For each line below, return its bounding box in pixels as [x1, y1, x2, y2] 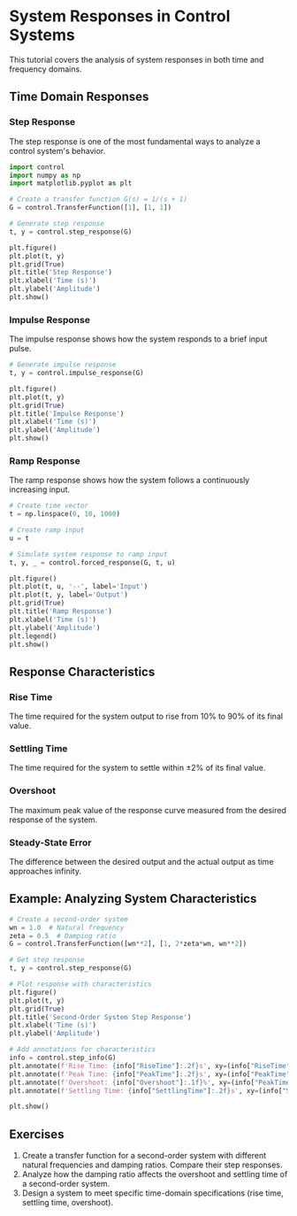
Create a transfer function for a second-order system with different [21, 1151, 267, 1161]
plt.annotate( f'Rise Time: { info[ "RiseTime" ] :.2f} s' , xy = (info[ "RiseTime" [9, 1061, 291, 1070]
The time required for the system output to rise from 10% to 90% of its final [9, 711, 284, 722]
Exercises [9, 1127, 65, 1142]
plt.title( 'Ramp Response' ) [9, 607, 113, 616]
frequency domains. [9, 64, 82, 74]
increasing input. [9, 484, 71, 495]
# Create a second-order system [9, 914, 128, 924]
